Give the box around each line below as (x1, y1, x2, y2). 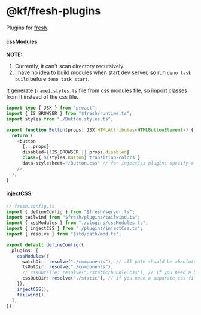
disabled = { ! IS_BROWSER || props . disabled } (22, 149, 130, 155)
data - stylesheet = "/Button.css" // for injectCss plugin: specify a (22, 160, 194, 166)
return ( (11, 132, 33, 138)
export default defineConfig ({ (6, 241, 84, 248)
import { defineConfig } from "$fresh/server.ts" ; (6, 208, 135, 215)
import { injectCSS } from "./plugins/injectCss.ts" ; (6, 226, 144, 232)
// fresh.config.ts (6, 203, 55, 209)
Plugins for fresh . (6, 24, 49, 31)
